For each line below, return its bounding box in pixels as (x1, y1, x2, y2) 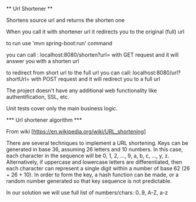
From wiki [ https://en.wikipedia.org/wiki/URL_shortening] (6, 128, 146, 135)
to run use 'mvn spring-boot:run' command (6, 40, 113, 46)
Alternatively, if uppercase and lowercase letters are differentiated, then (6, 159, 183, 166)
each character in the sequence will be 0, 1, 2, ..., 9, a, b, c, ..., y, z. (6, 152, 170, 159)
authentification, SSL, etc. (6, 94, 70, 100)
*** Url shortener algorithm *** (6, 116, 82, 123)
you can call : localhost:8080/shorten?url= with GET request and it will (6, 51, 179, 58)
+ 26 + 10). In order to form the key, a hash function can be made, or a (6, 171, 179, 178)
